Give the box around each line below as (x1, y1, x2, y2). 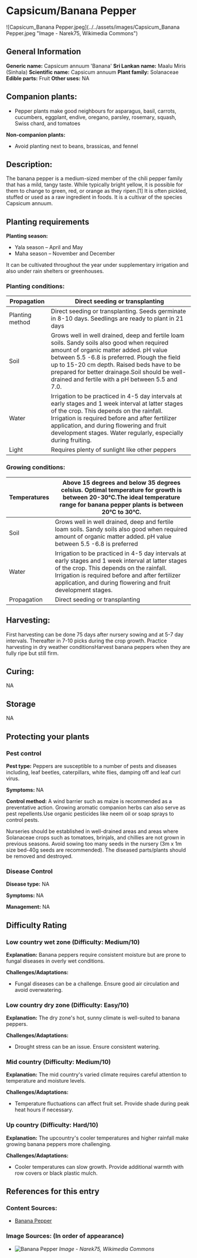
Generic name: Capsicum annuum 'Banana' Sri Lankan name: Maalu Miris (6, 62, 186, 69)
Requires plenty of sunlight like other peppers (50, 446, 176, 454)
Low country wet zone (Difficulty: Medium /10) (6, 938, 140, 946)
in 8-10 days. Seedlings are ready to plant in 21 (50, 315, 184, 323)
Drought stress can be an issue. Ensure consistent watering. (14, 1043, 160, 1050)
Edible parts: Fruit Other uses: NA (6, 74, 90, 81)
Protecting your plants (6, 732, 90, 742)
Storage (6, 699, 36, 709)
